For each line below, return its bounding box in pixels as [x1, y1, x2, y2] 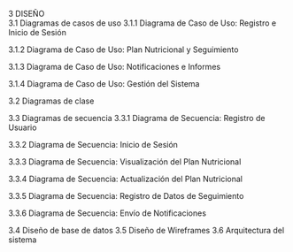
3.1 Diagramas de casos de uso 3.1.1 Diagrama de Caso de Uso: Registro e [8, 18, 276, 28]
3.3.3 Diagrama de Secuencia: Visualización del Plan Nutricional [8, 157, 242, 167]
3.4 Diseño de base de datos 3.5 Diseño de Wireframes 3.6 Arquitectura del [8, 225, 285, 235]
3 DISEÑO [8, 9, 45, 19]
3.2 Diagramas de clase [8, 95, 95, 106]
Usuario [8, 122, 37, 133]
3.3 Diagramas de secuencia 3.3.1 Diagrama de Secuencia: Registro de [8, 113, 266, 123]
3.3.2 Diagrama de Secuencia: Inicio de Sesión [8, 140, 179, 149]
